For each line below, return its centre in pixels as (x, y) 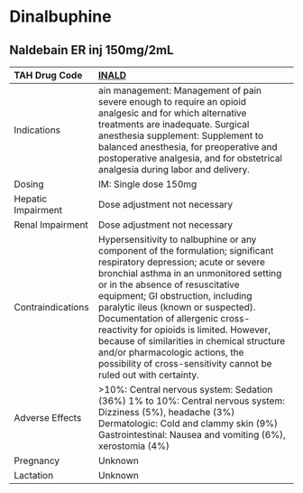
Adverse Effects (48, 418)
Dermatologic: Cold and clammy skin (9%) (188, 423)
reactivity (118, 330)
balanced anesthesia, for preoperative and (188, 147)
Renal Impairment (51, 225)
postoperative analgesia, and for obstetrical (190, 158)
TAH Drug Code (48, 75)
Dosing (29, 184)
